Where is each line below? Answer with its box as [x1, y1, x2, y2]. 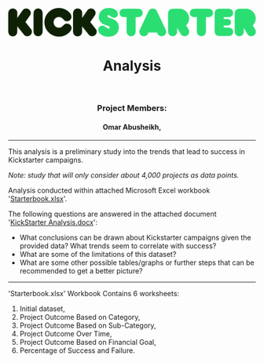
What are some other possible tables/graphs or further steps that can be [19, 258, 255, 267]
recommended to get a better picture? [19, 266, 143, 276]
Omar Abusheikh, [102, 122, 162, 131]
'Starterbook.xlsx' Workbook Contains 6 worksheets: [8, 289, 179, 299]
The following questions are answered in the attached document [8, 209, 218, 219]
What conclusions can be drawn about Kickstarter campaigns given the [19, 233, 251, 243]
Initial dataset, [19, 304, 65, 313]
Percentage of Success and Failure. [19, 346, 135, 355]
